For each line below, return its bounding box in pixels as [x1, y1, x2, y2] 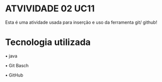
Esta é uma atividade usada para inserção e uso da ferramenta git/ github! [5, 19, 158, 25]
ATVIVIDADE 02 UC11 [5, 3, 95, 14]
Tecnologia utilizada [5, 37, 91, 48]
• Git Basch [5, 62, 29, 68]
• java [5, 53, 17, 59]
